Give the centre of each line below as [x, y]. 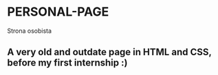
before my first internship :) [67, 63]
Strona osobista [30, 31]
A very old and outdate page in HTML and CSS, [109, 52]
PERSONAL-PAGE [58, 12]
